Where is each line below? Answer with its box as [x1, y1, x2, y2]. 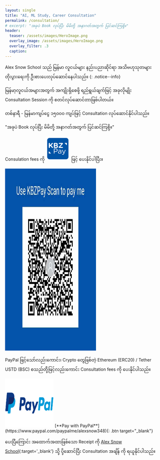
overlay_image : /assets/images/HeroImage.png [9, 39, 103, 44]
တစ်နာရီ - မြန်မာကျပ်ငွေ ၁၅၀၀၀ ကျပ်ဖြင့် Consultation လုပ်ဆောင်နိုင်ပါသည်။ [5, 110, 149, 116]
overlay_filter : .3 [9, 44, 49, 49]
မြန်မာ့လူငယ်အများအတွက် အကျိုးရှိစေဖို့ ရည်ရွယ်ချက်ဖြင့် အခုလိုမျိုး [5, 87, 132, 93]
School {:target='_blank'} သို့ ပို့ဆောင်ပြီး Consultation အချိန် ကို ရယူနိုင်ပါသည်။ [5, 448, 156, 454]
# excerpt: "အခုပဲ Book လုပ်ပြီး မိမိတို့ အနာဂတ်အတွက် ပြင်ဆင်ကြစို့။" [5, 23, 128, 28]
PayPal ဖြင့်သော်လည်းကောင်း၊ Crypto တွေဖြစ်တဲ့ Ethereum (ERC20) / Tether [5, 357, 152, 362]
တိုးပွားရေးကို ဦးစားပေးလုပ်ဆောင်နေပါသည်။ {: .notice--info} [5, 73, 121, 80]
